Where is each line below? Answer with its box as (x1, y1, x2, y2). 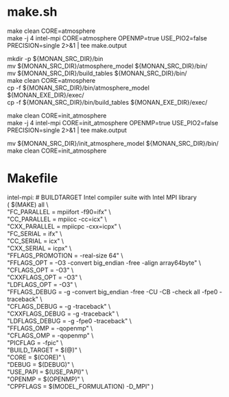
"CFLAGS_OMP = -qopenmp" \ (7, 331, 94, 340)
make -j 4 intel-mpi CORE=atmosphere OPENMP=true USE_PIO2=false (7, 34, 208, 42)
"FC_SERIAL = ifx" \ (7, 229, 62, 238)
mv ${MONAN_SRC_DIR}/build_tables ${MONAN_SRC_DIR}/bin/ (7, 69, 187, 77)
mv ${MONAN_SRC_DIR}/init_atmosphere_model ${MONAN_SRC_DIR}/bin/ (7, 139, 219, 147)
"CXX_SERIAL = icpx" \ (7, 244, 72, 252)
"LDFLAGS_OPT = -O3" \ (7, 280, 77, 288)
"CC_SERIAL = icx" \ (7, 237, 64, 245)
